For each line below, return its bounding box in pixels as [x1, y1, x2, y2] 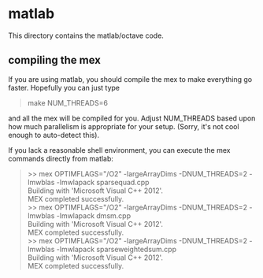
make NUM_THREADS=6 [27, 98, 109, 107]
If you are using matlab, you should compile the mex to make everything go [8, 74, 253, 83]
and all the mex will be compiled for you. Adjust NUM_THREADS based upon [8, 113, 256, 123]
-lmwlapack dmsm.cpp [56, 210, 131, 221]
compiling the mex [8, 54, 101, 67]
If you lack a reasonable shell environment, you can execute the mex [8, 145, 231, 154]
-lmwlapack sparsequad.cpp [56, 177, 150, 187]
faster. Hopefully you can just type [8, 83, 120, 92]
